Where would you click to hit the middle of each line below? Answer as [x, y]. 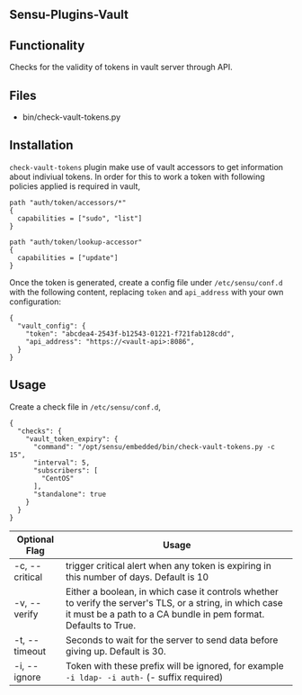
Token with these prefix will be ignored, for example [175, 665]
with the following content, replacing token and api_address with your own [147, 292]
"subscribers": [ [66, 470]
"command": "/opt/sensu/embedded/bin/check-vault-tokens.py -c [154, 447]
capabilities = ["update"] [68, 257]
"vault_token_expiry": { [72, 439]
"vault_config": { [52, 326]
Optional [36, 539]
